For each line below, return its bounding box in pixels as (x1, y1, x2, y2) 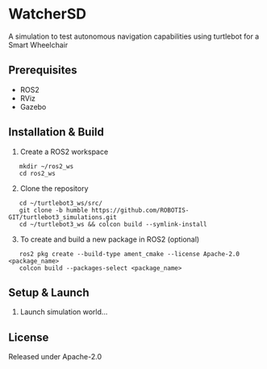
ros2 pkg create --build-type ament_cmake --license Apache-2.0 (19, 250, 240, 258)
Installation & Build (8, 126, 105, 139)
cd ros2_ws (19, 169, 56, 177)
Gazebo (19, 102, 47, 111)
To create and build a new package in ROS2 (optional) (19, 234, 200, 244)
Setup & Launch (8, 285, 90, 299)
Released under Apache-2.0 (8, 352, 102, 362)
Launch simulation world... (19, 307, 108, 317)
